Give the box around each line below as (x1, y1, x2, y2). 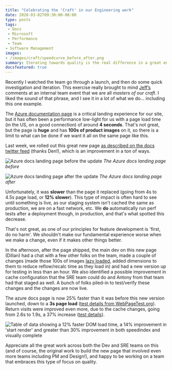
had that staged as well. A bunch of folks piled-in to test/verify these (5, 280, 150, 286)
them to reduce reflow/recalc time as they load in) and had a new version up (5, 263, 166, 270)
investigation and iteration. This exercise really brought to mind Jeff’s (5, 84, 151, 90)
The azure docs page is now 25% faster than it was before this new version (5, 295, 165, 301)
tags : (5, 22, 17, 27)
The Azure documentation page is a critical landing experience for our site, (5, 111, 163, 117)
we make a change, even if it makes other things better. (5, 237, 122, 243)
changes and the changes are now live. (5, 285, 88, 291)
